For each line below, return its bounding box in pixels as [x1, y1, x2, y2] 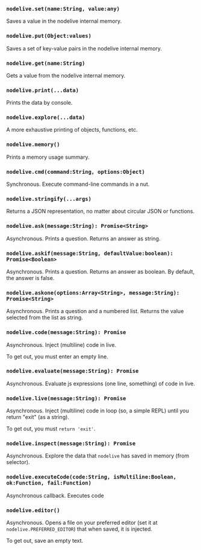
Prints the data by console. [6, 99, 73, 106]
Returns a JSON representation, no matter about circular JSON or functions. [6, 207, 195, 215]
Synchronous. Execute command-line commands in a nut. [6, 180, 150, 188]
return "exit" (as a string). [6, 414, 69, 421]
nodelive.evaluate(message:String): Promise [6, 368, 139, 374]
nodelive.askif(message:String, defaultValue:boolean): [6, 249, 173, 257]
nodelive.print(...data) [6, 87, 79, 94]
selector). [6, 459, 30, 466]
